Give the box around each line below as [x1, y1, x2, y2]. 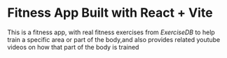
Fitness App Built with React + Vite [7, 5, 213, 21]
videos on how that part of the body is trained [7, 43, 139, 51]
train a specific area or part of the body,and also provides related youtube [7, 35, 221, 43]
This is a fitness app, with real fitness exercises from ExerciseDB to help [7, 28, 215, 36]
